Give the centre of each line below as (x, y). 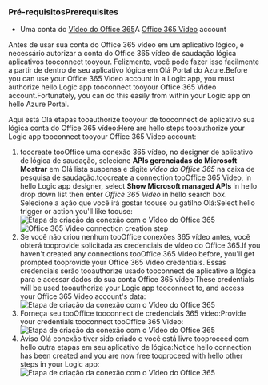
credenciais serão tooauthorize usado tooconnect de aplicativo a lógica (138, 271)
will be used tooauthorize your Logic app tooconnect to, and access (132, 288)
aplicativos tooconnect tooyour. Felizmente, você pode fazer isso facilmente (134, 62)
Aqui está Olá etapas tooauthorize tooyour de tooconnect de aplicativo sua (132, 120)
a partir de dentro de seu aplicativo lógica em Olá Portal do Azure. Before (128, 70)
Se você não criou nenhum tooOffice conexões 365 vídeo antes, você (135, 237)
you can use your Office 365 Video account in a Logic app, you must (121, 79)
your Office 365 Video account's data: (83, 296)
